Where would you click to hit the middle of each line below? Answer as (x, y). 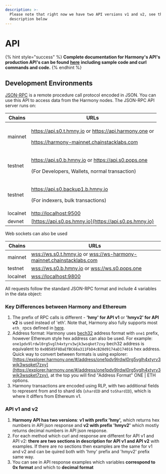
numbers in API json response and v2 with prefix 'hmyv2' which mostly (85, 425)
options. (21, 380)
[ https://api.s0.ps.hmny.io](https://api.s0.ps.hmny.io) (93, 222)
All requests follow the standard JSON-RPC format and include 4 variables (81, 289)
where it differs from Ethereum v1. (47, 396)
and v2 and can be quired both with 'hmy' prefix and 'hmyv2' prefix (81, 451)
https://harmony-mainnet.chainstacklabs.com (85, 142)
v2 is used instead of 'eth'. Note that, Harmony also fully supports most (85, 323)
